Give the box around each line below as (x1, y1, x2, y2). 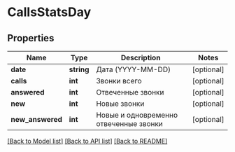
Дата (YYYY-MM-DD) (96, 64, 171, 74)
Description (120, 53, 161, 62)
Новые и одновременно (96, 110, 178, 120)
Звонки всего (96, 76, 142, 85)
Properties (7, 32, 55, 44)
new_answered (10, 115, 63, 124)
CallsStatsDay (7, 4, 92, 20)
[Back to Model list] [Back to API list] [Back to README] (7, 137, 168, 145)
